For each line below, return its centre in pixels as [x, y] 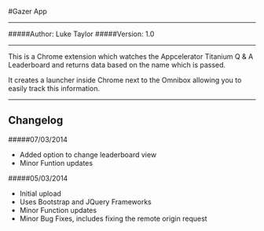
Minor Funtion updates [56, 163]
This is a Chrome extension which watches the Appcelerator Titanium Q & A [131, 57]
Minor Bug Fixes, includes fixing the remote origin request [113, 218]
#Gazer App [27, 11]
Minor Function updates [58, 210]
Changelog [36, 121]
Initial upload [40, 193]
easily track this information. [54, 88]
